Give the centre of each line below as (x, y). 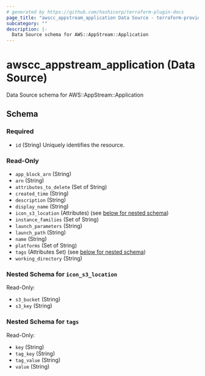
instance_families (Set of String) (57, 219)
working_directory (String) (49, 259)
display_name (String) (42, 207)
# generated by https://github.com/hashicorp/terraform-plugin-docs (95, 12)
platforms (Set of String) (46, 246)
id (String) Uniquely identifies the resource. (70, 145)
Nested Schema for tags (43, 322)
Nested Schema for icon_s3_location (62, 274)
